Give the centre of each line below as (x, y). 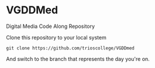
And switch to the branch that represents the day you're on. (78, 59)
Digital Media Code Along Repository (51, 26)
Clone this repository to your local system (56, 37)
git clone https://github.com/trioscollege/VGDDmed (70, 48)
